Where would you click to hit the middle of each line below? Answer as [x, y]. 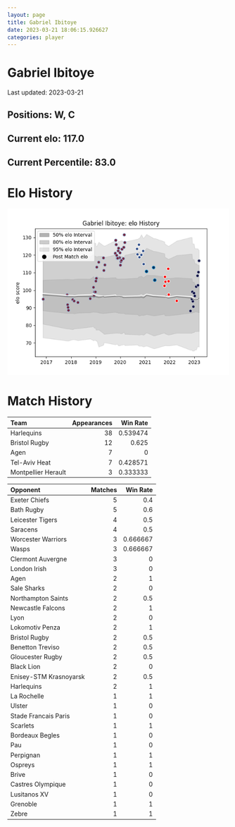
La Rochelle [27, 696]
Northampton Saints [39, 598]
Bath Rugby [27, 510]
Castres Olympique [38, 784]
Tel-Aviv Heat [31, 462]
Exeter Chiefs [30, 500]
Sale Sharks [27, 588]
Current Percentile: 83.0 [62, 163]
